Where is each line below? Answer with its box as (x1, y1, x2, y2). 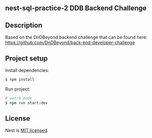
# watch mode (5, 95, 32, 100)
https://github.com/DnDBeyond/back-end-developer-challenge (5, 39, 135, 45)
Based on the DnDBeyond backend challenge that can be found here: (5, 34, 148, 40)
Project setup (5, 54, 48, 62)
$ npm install (5, 77, 35, 82)
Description (5, 21, 42, 29)
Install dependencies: (5, 67, 49, 73)
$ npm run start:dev (5, 100, 48, 105)
